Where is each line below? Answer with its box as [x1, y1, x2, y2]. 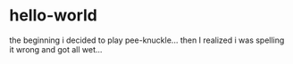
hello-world [9, 5, 98, 26]
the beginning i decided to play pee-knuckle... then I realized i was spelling [9, 35, 285, 45]
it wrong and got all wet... [9, 44, 103, 54]
